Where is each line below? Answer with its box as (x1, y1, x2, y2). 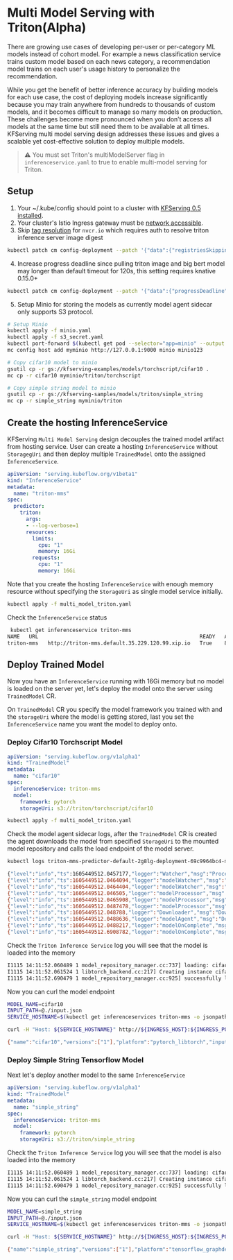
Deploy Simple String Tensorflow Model (7, 1055, 144, 1064)
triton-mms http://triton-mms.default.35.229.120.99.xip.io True (7, 640, 213, 647)
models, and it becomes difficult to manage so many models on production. (7, 108, 223, 116)
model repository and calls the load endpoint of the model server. (7, 844, 194, 853)
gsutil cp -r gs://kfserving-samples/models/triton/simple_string (7, 391, 203, 398)
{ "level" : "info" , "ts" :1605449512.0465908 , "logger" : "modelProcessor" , (7, 896, 213, 903)
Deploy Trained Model (7, 658, 105, 670)
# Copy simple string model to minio (7, 384, 116, 391)
